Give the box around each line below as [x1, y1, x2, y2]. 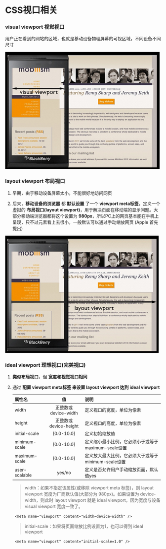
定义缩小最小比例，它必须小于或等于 [84, 438, 159, 444]
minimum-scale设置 [84, 459, 126, 465]
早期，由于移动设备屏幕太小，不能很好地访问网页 [12, 190, 112, 196]
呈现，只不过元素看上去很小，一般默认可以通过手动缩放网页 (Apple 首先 [12, 219, 159, 225]
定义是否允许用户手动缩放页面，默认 [84, 467, 159, 473]
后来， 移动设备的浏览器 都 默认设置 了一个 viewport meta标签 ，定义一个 [12, 201, 161, 206]
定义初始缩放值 [84, 430, 115, 437]
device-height [49, 423, 79, 429]
